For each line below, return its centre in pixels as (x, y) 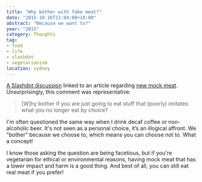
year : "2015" (23, 29)
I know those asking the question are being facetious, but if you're (89, 153)
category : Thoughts (31, 35)
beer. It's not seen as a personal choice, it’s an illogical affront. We (113, 129)
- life (15, 52)
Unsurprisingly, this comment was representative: (68, 92)
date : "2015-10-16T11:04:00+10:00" (51, 18)
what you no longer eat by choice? (64, 110)
